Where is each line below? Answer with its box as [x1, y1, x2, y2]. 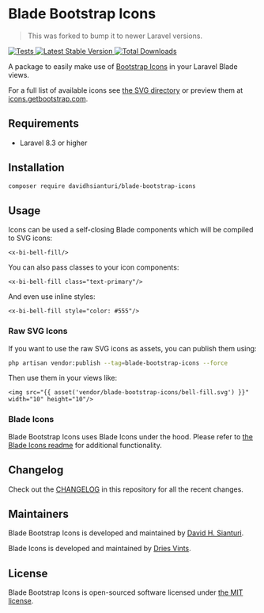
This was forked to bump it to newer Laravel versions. [27, 31, 203, 40]
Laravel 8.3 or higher [19, 138, 88, 148]
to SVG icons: [8, 233, 53, 243]
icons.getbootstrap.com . [8, 94, 89, 103]
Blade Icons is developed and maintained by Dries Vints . [8, 544, 191, 554]
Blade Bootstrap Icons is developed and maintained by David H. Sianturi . [8, 528, 244, 538]
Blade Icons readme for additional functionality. [8, 440, 162, 450]
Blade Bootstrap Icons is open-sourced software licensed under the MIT [8, 588, 243, 597]
